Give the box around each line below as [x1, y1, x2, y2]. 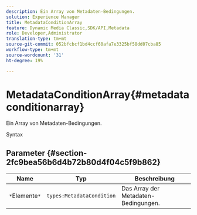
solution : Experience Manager [6, 14, 80, 20]
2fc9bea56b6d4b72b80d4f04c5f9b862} [6, 157, 161, 167]
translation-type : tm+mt [6, 36, 67, 42]
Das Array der [121, 185, 160, 193]
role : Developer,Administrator [6, 30, 83, 36]
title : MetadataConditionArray [6, 19, 83, 25]
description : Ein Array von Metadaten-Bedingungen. [6, 8, 135, 15]
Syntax [6, 131, 23, 138]
